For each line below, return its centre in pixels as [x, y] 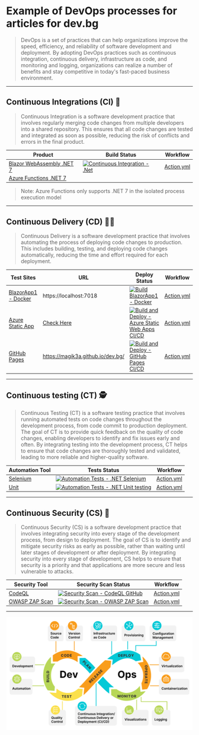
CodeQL [19, 593]
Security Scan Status [103, 584]
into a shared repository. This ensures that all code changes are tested [107, 129]
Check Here [57, 323]
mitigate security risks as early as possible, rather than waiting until [103, 546]
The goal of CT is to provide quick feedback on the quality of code [102, 432]
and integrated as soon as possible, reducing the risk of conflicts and [105, 135]
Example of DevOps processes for [92, 11]
